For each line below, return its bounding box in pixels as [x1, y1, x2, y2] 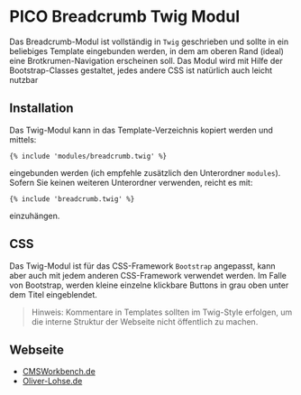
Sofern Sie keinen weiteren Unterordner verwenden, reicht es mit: [9, 177, 253, 188]
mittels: [9, 133, 37, 145]
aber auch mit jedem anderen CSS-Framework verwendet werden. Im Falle [9, 270, 287, 280]
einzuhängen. [9, 210, 60, 221]
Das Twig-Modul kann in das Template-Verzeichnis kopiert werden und [9, 124, 273, 135]
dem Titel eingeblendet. [9, 289, 97, 299]
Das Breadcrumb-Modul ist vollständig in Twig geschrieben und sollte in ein [9, 36, 289, 47]
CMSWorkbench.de [22, 366, 96, 377]
